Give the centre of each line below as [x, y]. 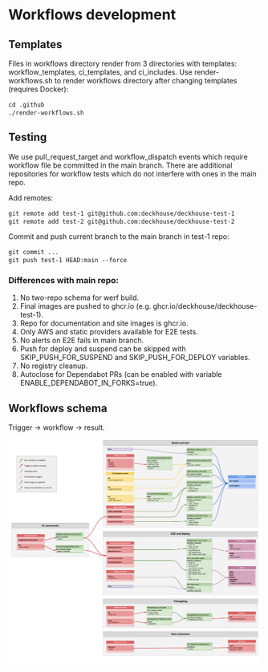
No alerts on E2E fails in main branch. [82, 340]
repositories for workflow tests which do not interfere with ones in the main [132, 173]
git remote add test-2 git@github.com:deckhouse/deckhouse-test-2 [122, 221]
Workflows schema [58, 408]
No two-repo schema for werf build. [79, 298]
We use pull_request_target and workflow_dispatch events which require [128, 156]
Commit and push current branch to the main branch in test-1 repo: [119, 236]
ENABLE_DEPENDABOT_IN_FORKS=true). [89, 383]
